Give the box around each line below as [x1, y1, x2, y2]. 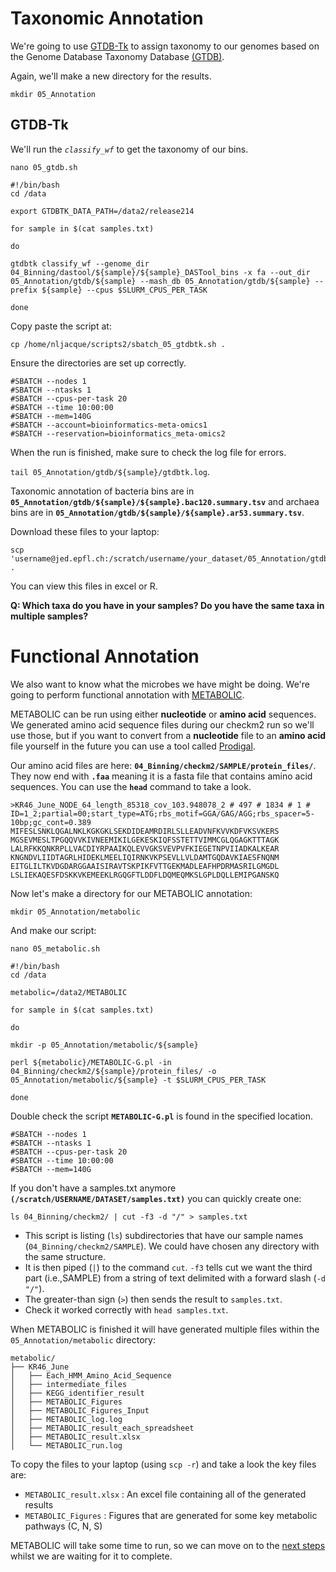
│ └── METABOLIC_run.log [10, 1440, 123, 1451]
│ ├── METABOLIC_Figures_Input [10, 1405, 150, 1416]
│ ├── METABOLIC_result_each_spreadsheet [10, 1423, 195, 1433]
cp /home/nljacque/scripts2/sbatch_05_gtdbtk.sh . [10, 339, 226, 349]
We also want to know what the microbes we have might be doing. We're [10, 678, 311, 690]
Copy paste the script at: [10, 320, 112, 332]
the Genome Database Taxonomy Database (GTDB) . [10, 50, 225, 62]
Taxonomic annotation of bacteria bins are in [10, 485, 195, 497]
